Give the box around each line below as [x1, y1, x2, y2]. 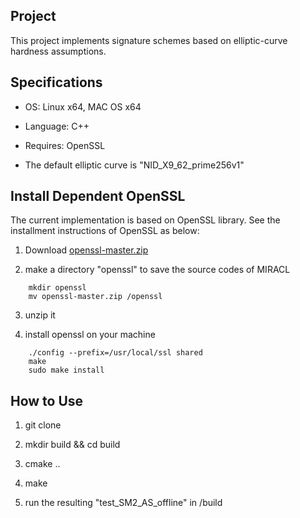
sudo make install [28, 365, 105, 376]
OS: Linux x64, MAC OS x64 [24, 100, 142, 113]
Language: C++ [24, 120, 90, 132]
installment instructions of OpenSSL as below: [10, 225, 200, 237]
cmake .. [24, 458, 61, 470]
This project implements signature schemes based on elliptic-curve [10, 34, 288, 46]
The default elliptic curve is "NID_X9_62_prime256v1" [24, 159, 245, 171]
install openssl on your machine [24, 329, 156, 341]
